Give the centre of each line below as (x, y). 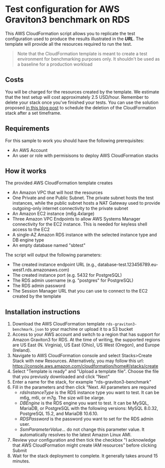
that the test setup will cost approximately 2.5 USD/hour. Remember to (77, 97)
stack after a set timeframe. (33, 113)
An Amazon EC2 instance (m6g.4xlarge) (53, 214)
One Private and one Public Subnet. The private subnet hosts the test (83, 198)
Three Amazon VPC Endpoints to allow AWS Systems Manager (76, 219)
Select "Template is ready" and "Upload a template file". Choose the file (85, 372)
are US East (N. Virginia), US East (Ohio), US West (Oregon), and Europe (86, 345)
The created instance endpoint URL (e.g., (54, 265)
